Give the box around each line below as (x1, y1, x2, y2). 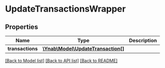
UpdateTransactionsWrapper (5, 3, 126, 15)
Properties (5, 23, 38, 31)
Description (129, 37, 157, 44)
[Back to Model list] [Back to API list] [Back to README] (5, 58, 118, 64)
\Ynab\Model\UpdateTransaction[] (42, 45, 124, 52)
